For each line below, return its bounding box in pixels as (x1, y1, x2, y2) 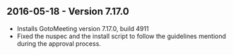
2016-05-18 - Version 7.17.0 (6, 6, 130, 18)
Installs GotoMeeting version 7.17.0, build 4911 (16, 24, 149, 32)
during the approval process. (16, 39, 102, 48)
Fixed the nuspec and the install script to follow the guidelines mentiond (16, 32, 227, 40)
